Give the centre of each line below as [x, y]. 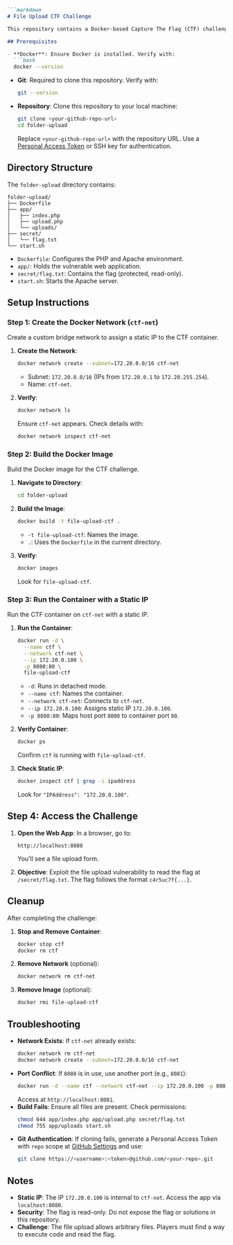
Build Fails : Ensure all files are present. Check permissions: [102, 1106]
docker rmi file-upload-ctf [58, 1003]
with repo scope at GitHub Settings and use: [80, 1146]
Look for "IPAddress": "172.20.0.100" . [73, 795]
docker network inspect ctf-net [64, 437]
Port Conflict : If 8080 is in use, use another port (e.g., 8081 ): [102, 1073]
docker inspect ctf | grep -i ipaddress [76, 781]
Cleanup [26, 901]
